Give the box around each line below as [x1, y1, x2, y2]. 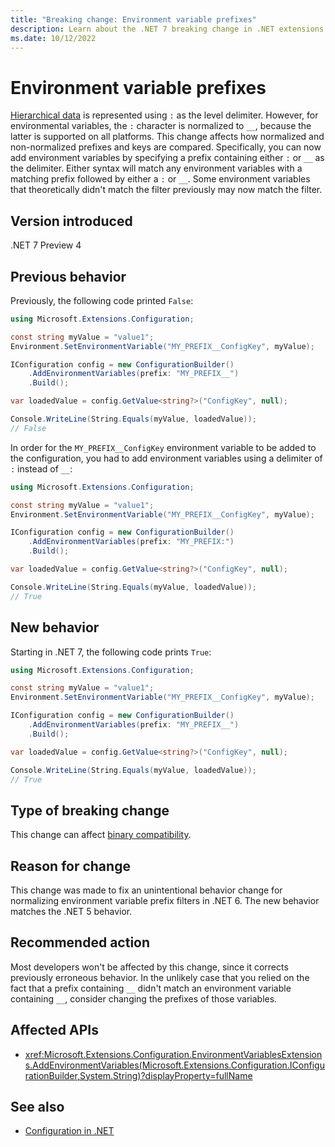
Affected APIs [10, 1022, 99, 1039]
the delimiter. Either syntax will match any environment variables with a [10, 162, 303, 175]
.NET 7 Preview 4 [10, 239, 82, 251]
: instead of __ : [10, 462, 73, 475]
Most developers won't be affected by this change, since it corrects [10, 961, 289, 973]
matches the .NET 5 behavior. [10, 906, 133, 917]
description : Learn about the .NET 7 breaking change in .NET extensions [10, 24, 325, 34]
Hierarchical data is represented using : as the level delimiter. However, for [10, 109, 319, 121]
